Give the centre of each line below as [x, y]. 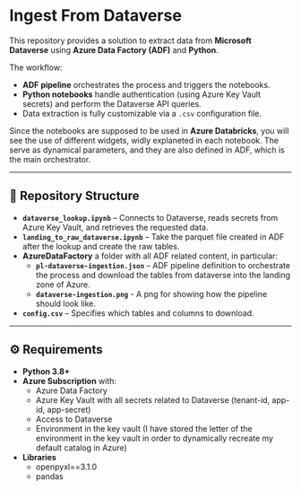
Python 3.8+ [46, 371]
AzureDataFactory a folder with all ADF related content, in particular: [150, 256]
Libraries [39, 457]
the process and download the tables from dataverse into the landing [163, 275]
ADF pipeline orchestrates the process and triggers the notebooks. [146, 84]
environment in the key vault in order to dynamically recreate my [155, 438]
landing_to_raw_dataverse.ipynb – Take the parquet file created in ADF [153, 236]
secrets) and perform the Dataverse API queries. [112, 103]
